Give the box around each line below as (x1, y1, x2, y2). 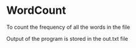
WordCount (6, 4, 66, 17)
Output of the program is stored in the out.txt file (6, 35, 128, 42)
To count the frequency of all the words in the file (6, 23, 131, 31)
